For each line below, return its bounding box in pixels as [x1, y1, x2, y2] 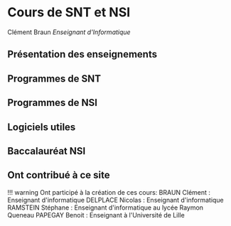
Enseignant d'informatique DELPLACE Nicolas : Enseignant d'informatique [7, 195, 224, 204]
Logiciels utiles [7, 121, 76, 133]
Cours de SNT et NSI [7, 4, 131, 21]
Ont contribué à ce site [7, 169, 110, 181]
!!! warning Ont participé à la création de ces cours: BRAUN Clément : [7, 188, 211, 196]
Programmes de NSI [7, 97, 98, 109]
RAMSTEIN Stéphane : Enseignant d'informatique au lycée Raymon [7, 203, 204, 212]
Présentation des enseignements [7, 48, 158, 60]
